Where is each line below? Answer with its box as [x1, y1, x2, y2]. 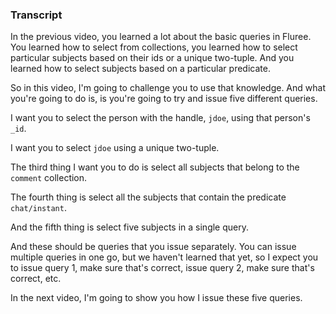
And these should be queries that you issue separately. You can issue [10, 241, 297, 253]
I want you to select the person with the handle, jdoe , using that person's [10, 112, 311, 124]
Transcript [10, 8, 63, 22]
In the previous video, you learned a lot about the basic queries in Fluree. [10, 31, 312, 43]
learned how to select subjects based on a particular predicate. [10, 63, 271, 75]
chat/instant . [10, 202, 67, 214]
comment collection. [10, 172, 88, 184]
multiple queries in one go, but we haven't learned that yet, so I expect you [10, 251, 319, 263]
